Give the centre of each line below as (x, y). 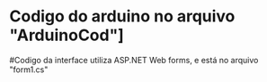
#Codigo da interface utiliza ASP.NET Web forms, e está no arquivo (134, 60)
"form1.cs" (29, 70)
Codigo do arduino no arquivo (122, 16)
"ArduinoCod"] (67, 35)
